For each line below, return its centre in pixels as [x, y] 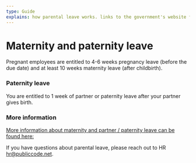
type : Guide [20, 11]
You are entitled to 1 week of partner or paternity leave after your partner [93, 96]
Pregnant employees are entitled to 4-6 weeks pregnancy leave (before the [97, 62]
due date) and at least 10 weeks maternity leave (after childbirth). [84, 68]
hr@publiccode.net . [30, 154]
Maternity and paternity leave [80, 46]
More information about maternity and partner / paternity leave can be [90, 130]
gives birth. [20, 102]
